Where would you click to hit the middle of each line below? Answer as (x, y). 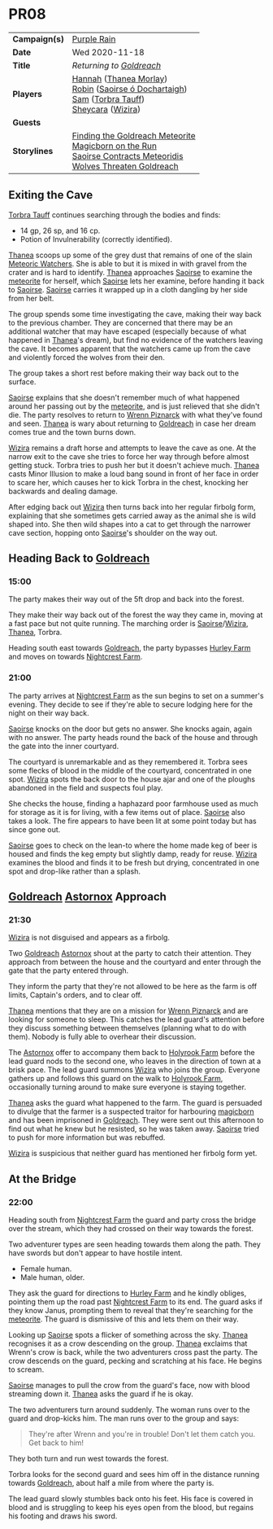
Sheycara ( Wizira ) (106, 109)
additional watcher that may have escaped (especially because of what (128, 331)
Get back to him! (56, 1443)
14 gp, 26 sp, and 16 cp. (60, 230)
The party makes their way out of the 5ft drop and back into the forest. (126, 599)
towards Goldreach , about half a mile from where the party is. (111, 1483)
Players (28, 94)
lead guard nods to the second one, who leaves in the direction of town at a (135, 1061)
